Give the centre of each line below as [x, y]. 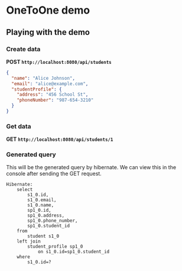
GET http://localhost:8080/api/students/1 [60, 139]
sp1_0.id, [39, 211]
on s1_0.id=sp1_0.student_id [74, 252]
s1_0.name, [41, 205]
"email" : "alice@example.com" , [50, 83]
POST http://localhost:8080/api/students [59, 62]
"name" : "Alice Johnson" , [43, 78]
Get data [19, 126]
